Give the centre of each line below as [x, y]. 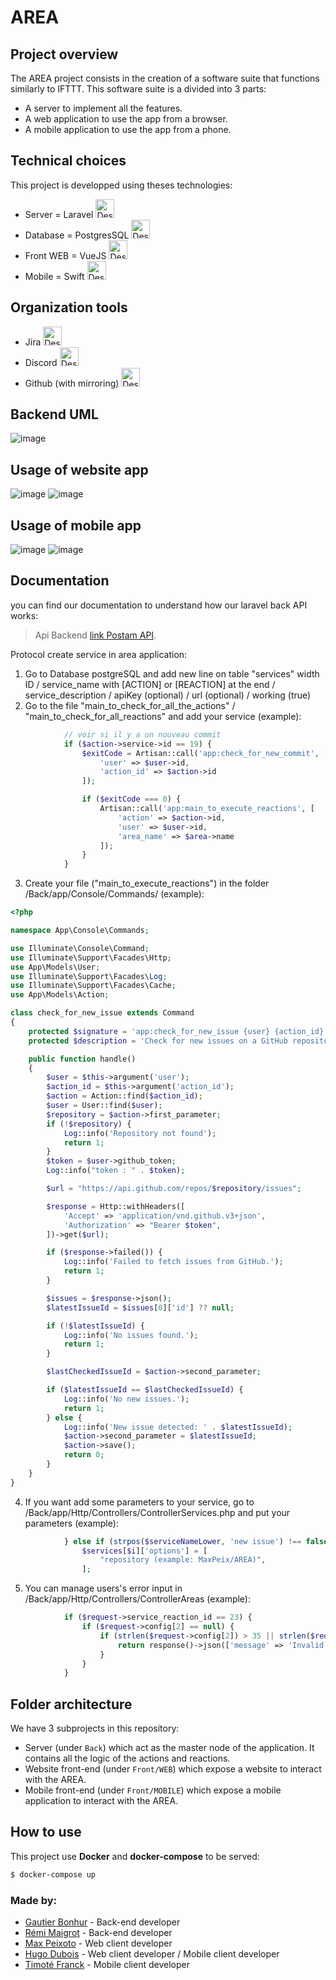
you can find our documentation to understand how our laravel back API [159, 605]
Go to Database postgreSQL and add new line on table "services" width [172, 673]
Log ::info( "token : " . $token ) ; [116, 1171]
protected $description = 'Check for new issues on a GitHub [158, 1041]
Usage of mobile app [76, 525]
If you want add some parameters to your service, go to [139, 1502]
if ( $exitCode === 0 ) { [131, 799]
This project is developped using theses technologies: [121, 185]
